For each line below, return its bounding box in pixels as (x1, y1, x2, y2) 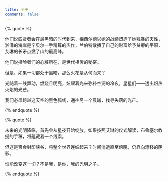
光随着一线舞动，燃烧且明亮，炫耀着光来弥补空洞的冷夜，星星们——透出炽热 (5, 80, 163, 86)
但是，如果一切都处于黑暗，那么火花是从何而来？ (5, 69, 106, 75)
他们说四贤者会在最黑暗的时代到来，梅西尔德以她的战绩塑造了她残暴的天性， (5, 36, 163, 42)
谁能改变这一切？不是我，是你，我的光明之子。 (5, 161, 101, 167)
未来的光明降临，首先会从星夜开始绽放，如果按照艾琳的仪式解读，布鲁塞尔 (5, 127, 158, 133)
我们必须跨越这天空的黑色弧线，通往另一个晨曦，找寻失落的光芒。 (5, 97, 141, 103)
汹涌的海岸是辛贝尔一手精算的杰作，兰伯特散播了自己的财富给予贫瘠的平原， (5, 42, 163, 48)
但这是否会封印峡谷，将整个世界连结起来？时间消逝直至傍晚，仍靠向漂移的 (5, 144, 158, 150)
